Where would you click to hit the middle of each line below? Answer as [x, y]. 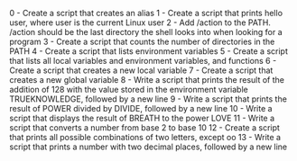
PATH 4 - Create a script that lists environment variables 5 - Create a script [149, 51]
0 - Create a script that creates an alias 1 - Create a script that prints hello [146, 13]
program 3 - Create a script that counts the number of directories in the [142, 41]
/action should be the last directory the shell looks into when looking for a [146, 32]
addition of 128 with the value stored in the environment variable [129, 89]
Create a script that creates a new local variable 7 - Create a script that [141, 70]
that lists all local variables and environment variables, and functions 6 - [143, 61]
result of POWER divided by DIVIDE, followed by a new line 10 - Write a [141, 108]
